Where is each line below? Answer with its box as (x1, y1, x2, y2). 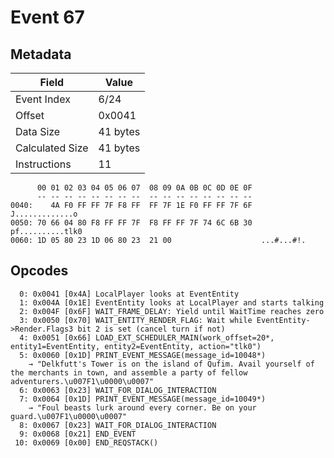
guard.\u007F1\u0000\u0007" (10, 411, 128, 421)
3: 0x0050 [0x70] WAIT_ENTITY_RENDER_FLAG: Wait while (19, 315, 253, 325)
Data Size (15, 125, 61, 138)
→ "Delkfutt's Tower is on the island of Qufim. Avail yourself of (28, 359, 315, 369)
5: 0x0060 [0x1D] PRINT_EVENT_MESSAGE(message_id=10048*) (19, 350, 267, 360)
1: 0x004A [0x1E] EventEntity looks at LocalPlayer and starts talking (19, 297, 325, 308)
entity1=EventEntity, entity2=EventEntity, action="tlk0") (10, 341, 262, 351)
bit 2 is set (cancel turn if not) (77, 324, 226, 334)
